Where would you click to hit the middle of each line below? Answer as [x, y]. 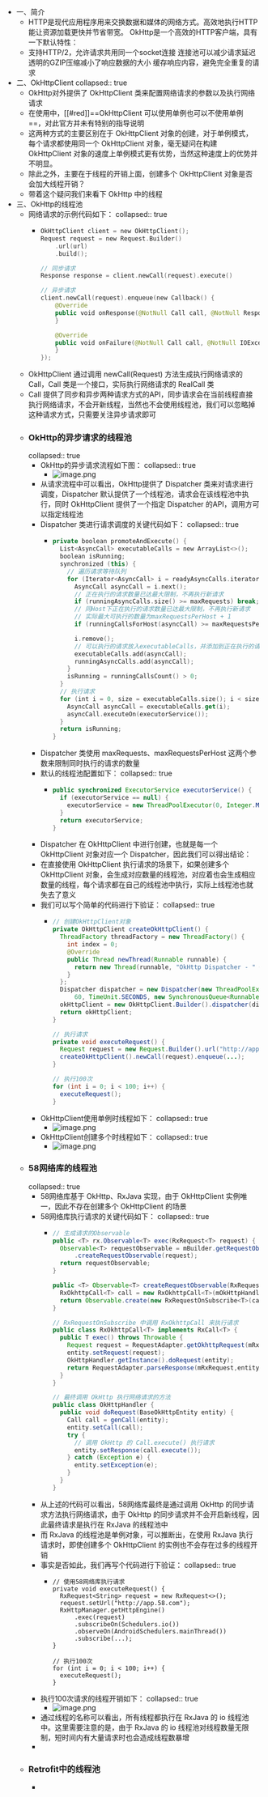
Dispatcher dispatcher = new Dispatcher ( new [136, 990]
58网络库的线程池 [62, 1168]
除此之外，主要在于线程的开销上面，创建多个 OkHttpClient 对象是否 [140, 174]
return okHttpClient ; [96, 1012]
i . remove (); [94, 639]
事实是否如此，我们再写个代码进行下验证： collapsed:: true [138, 1565]
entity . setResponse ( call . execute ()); [138, 1450]
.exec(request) [100, 1617]
